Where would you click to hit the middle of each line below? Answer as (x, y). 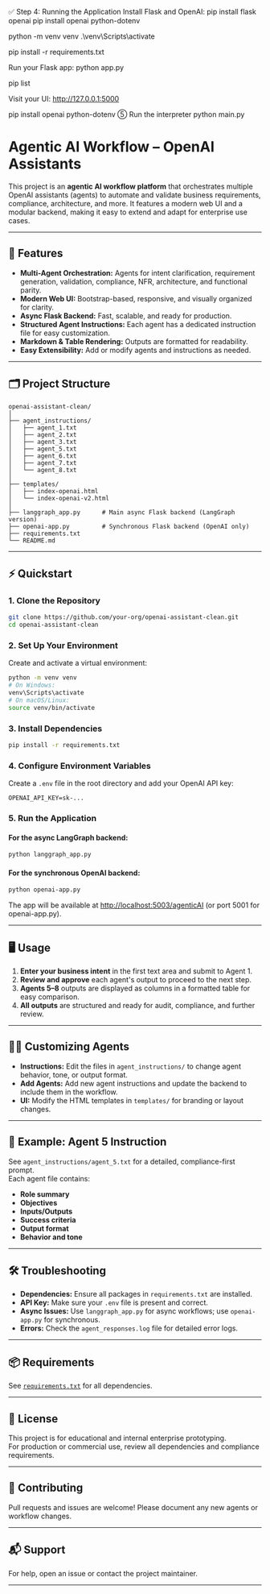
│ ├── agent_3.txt (43, 442)
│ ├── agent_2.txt (43, 434)
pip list (19, 83)
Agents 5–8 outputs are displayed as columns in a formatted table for (135, 988)
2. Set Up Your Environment (63, 645)
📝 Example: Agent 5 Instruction (88, 1142)
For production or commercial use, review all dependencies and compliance (134, 1447)
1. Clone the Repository (54, 600)
